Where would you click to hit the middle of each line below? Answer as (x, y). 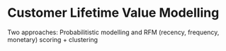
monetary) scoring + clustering (52, 39)
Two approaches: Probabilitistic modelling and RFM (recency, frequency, (113, 32)
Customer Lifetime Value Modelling (113, 13)
